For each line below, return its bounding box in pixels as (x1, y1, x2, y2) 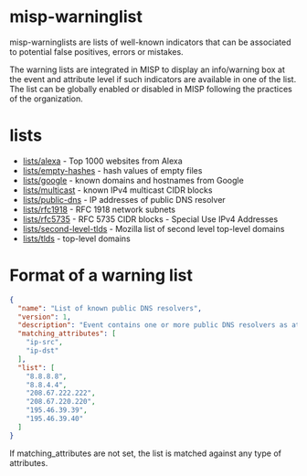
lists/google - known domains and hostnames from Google (22, 175, 244, 185)
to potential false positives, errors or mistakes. (9, 46, 185, 57)
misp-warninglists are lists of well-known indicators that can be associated (9, 37, 291, 48)
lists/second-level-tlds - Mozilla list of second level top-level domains (22, 223, 285, 234)
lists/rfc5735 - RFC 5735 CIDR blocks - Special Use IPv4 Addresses (22, 213, 279, 225)
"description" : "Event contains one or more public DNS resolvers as (17, 321, 288, 330)
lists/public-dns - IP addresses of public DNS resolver (22, 194, 226, 205)
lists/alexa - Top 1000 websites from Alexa (22, 155, 183, 166)
